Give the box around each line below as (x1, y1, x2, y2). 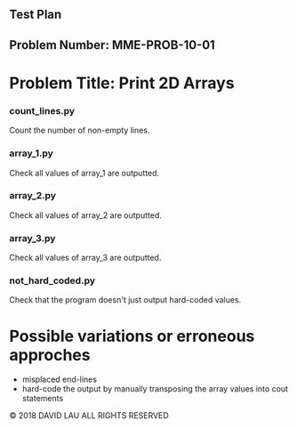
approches (9, 344, 91, 365)
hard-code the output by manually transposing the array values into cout (21, 384, 289, 394)
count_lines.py (9, 104, 76, 117)
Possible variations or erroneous (9, 326, 255, 346)
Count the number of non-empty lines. (9, 125, 150, 136)
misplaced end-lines (21, 374, 98, 385)
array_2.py (9, 190, 56, 202)
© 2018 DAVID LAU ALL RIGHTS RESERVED (9, 410, 169, 421)
